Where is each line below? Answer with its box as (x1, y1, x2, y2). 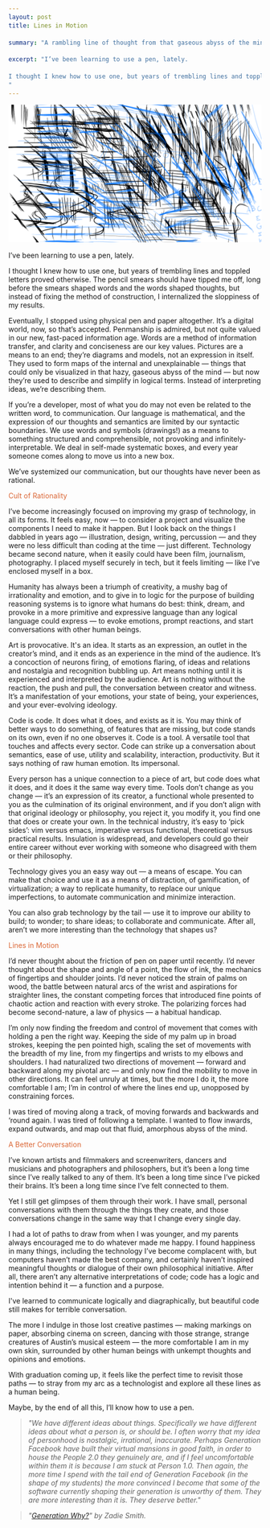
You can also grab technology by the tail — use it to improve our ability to (8, 908, 251, 917)
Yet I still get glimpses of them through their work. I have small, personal (8, 1196, 247, 1206)
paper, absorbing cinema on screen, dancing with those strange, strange (8, 1328, 250, 1339)
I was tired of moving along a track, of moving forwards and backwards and (8, 1107, 260, 1117)
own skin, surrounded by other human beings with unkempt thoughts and (8, 1346, 252, 1356)
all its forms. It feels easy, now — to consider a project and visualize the (8, 515, 246, 525)
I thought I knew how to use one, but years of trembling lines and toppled (8, 266, 251, 276)
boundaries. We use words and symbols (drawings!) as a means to (8, 426, 229, 435)
